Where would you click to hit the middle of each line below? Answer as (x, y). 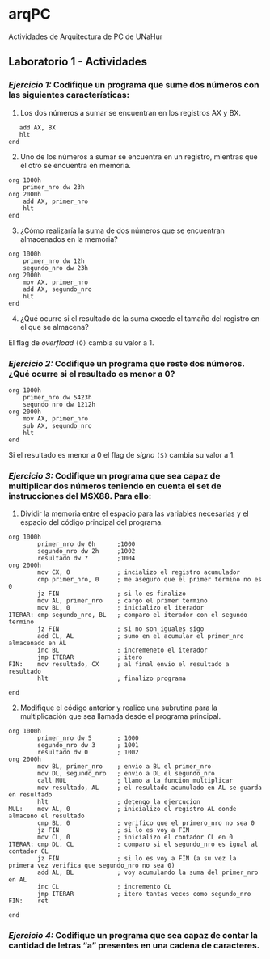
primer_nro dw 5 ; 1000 (88, 738)
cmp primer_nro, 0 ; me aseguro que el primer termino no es (150, 580)
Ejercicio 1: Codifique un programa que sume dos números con (134, 85)
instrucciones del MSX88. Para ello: (80, 496)
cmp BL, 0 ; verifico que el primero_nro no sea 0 (146, 823)
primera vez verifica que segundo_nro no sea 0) (92, 866)
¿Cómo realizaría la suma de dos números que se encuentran (122, 230)
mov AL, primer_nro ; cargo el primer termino (122, 601)
